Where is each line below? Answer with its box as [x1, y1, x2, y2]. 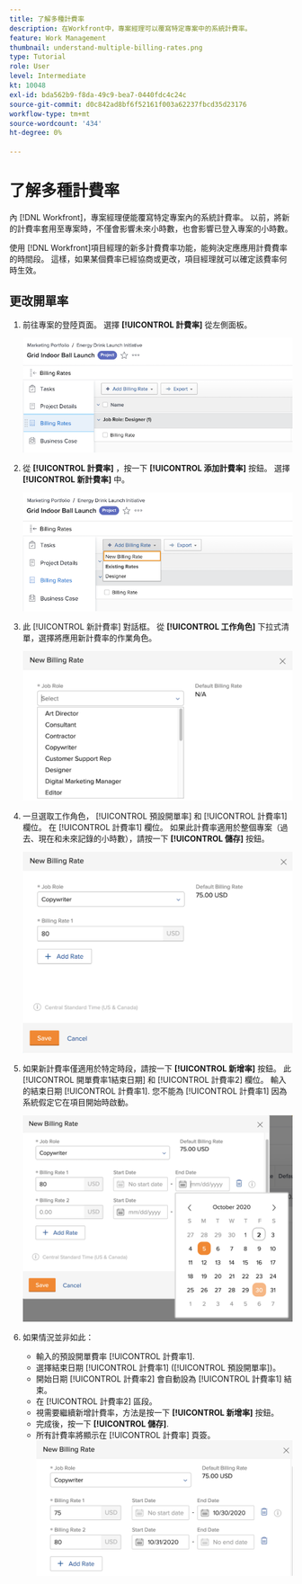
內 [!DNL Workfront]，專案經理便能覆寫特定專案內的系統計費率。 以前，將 [9, 211, 282, 222]
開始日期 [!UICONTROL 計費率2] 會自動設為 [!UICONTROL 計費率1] [35, 1373, 282, 1384]
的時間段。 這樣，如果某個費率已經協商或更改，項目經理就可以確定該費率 [9, 253, 280, 264]
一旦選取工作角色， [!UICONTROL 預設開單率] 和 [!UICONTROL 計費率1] [22, 810, 288, 822]
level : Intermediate [9, 72, 87, 81]
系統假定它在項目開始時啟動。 [22, 1096, 133, 1107]
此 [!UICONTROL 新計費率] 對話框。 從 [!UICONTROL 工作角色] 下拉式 [22, 622, 281, 632]
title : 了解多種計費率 [9, 14, 85, 23]
